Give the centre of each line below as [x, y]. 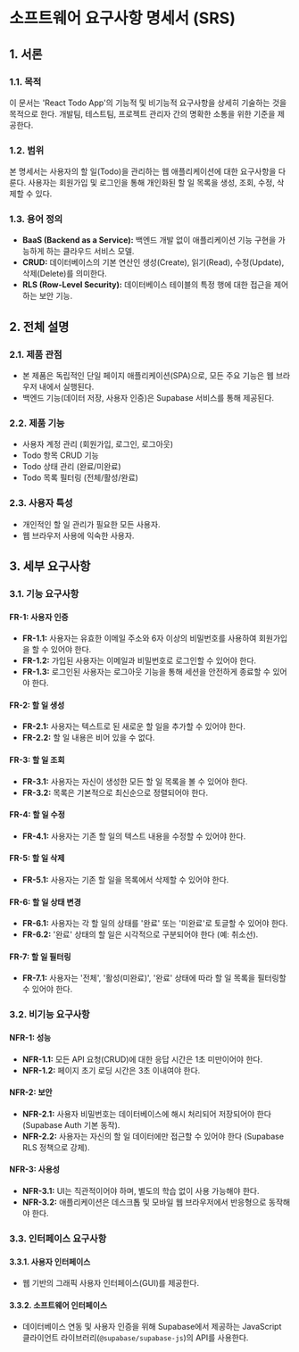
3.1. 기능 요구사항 [44, 594]
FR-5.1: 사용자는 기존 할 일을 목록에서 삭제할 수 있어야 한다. [125, 880]
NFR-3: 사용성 [35, 1169]
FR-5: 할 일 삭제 [37, 858]
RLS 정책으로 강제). [56, 1147]
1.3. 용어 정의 [36, 220]
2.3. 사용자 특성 [41, 503]
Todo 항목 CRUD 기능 [61, 455]
